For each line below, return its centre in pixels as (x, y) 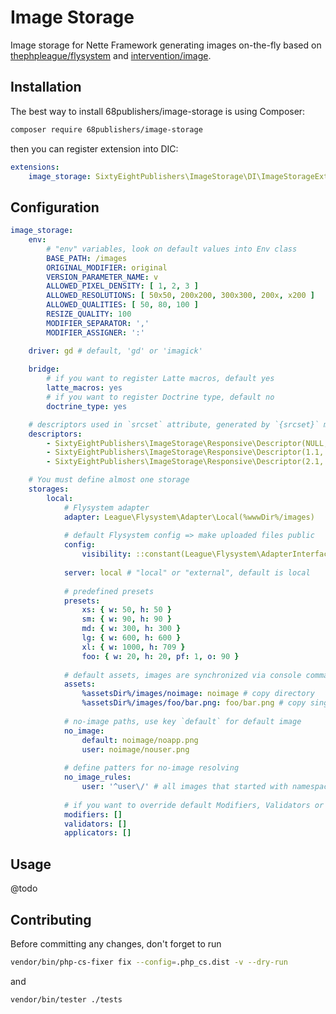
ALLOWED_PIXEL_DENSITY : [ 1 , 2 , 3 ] (122, 286)
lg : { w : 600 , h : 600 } (131, 638)
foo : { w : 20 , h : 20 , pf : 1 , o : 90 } (160, 656)
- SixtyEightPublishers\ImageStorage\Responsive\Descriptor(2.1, (185, 462)
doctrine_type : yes (87, 406)
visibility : (106, 554)
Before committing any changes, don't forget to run (116, 943)
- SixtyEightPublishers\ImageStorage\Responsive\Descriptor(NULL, (187, 443)
